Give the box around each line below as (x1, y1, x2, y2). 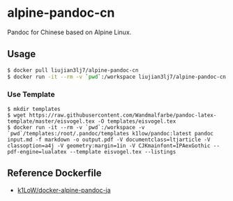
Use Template (7, 89, 55, 99)
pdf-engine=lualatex (7, 148, 68, 155)
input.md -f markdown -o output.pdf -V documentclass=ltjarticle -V (7, 136, 211, 143)
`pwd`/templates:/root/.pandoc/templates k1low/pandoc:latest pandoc (7, 130, 214, 137)
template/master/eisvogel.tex (7, 117, 96, 125)
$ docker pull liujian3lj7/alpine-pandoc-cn (7, 66, 139, 74)
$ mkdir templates (7, 105, 61, 112)
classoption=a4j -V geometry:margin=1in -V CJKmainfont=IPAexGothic (7, 142, 211, 149)
